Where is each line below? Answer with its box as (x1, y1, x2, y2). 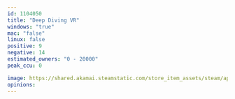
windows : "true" (7, 23, 55, 30)
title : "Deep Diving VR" (7, 17, 80, 24)
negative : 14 (7, 49, 45, 56)
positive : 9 (7, 43, 42, 49)
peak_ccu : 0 (7, 62, 42, 69)
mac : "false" (7, 29, 45, 37)
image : (7, 75, 27, 82)
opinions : (7, 81, 36, 88)
